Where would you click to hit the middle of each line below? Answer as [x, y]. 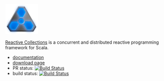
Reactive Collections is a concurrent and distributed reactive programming [82, 42]
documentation [28, 57]
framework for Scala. [27, 48]
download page [29, 63]
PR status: [23, 68]
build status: [25, 73]
